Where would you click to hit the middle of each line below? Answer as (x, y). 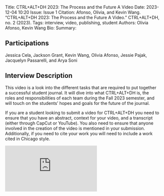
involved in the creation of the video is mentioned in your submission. (75, 128)
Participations (27, 43)
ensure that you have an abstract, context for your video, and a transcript (79, 118)
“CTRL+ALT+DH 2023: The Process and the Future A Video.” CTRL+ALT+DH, (82, 17)
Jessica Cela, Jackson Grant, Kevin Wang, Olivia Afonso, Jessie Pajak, (76, 55)
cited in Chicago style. (28, 139)
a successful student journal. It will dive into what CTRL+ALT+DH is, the (77, 93)
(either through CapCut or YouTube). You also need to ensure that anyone (79, 123)
